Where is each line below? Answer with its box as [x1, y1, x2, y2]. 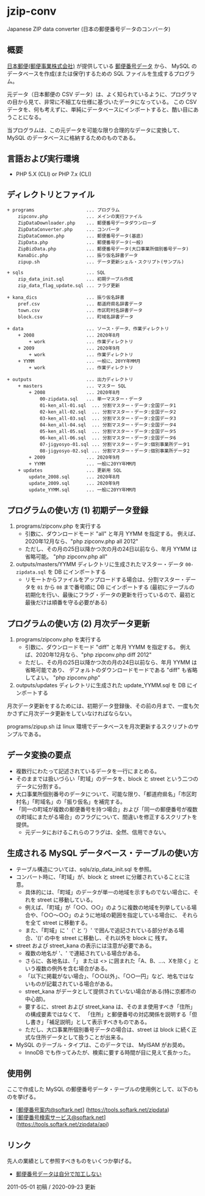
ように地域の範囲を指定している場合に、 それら [79, 911, 198, 919]
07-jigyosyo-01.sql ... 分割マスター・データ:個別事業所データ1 [39, 442, 190, 448]
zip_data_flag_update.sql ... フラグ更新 [18, 283, 120, 289]
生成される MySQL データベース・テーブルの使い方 [7, 848, 199, 859]
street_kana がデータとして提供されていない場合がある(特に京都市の [24, 988, 197, 995]
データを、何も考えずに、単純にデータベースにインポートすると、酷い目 [7, 106, 189, 113]
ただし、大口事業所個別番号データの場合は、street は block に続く [24, 1026, 192, 1033]
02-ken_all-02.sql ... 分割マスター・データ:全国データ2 [39, 409, 176, 415]
